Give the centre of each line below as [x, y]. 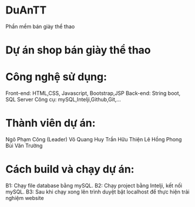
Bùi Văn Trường [24, 145]
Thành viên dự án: [51, 123]
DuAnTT [26, 10]
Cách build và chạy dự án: [70, 169]
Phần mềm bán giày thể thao [40, 26]
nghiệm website [25, 198]
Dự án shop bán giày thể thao [78, 50]
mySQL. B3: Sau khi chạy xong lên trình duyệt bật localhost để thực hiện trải [97, 192]
